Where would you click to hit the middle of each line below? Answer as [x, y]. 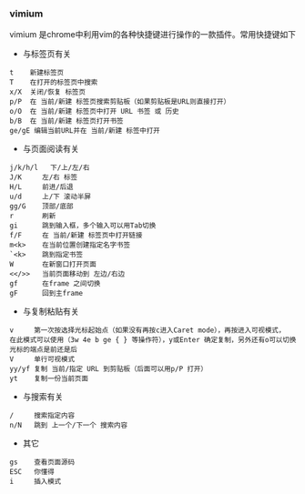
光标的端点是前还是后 [43, 350]
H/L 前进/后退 [41, 187]
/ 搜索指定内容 [42, 416]
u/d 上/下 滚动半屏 [50, 197]
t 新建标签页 [37, 73]
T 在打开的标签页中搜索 [54, 83]
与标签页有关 [46, 54]
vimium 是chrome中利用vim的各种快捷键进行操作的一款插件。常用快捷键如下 [153, 35]
